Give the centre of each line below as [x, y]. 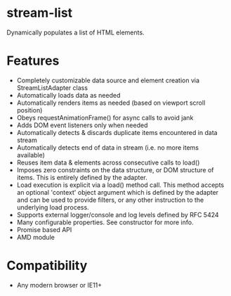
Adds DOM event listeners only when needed [82, 125]
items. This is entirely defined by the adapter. [82, 177]
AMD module [36, 237]
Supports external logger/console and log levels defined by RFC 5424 [118, 214]
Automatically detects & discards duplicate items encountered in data [117, 132]
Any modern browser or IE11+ [59, 285]
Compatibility [47, 266]
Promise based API [44, 229]
